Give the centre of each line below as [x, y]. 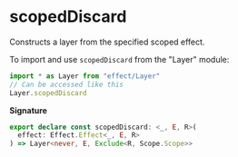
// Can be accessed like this [67, 84]
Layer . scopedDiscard [49, 93]
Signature [29, 110]
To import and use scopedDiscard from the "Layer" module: [119, 59]
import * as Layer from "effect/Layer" [85, 76]
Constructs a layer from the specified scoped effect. [107, 42]
